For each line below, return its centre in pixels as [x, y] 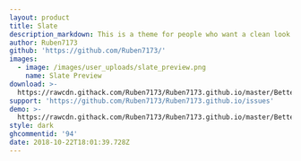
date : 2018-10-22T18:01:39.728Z [69, 142]
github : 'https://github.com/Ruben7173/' [88, 51]
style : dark [31, 126]
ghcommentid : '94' [43, 134]
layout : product [39, 17]
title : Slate [34, 26]
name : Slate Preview [64, 76]
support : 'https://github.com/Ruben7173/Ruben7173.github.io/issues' [142, 101]
